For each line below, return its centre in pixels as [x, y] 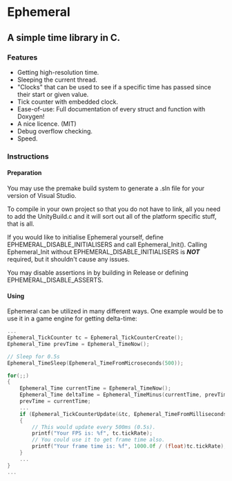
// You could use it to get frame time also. [99, 440]
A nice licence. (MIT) [47, 124]
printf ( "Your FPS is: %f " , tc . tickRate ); [93, 433]
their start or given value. [53, 94]
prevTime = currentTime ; [55, 401]
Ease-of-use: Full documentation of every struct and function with [111, 109]
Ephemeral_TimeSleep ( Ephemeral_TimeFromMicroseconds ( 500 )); [96, 363]
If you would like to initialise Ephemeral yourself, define [85, 237]
